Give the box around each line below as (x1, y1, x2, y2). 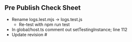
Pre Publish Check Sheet (4, 4, 81, 12)
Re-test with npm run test (18, 21, 70, 27)
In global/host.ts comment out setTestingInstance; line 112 (11, 26, 128, 32)
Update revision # (11, 31, 48, 37)
